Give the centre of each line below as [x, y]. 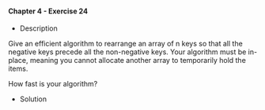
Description [38, 28]
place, [19, 60]
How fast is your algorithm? [53, 84]
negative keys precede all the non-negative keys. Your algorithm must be [127, 52]
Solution [33, 99]
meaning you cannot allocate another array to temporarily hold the [138, 60]
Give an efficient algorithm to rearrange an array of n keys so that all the [125, 44]
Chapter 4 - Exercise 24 [48, 11]
